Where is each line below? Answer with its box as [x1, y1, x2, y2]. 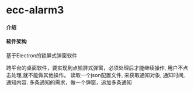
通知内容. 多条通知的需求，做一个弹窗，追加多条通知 [6, 79, 132, 86]
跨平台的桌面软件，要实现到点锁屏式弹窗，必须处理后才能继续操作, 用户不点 [6, 64, 188, 71]
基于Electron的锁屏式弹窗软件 [6, 52, 78, 59]
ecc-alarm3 [6, 3, 64, 17]
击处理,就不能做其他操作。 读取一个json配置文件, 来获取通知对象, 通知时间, [6, 71, 185, 78]
